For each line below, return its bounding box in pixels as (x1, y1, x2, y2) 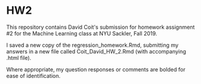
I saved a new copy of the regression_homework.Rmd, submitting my (6, 41, 179, 49)
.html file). (6, 54, 31, 61)
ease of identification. (6, 72, 61, 79)
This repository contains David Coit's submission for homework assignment (6, 23, 195, 31)
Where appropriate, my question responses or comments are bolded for (6, 65, 186, 73)
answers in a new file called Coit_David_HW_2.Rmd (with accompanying (6, 47, 186, 55)
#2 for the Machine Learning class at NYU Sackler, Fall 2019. (6, 29, 157, 37)
